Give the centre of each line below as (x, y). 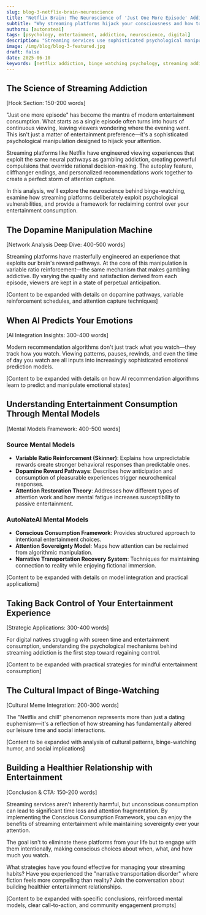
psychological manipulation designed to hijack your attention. (84, 141)
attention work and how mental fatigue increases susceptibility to (97, 497)
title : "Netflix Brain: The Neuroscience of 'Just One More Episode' (97, 18)
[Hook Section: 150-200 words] (46, 103)
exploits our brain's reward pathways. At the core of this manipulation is (97, 263)
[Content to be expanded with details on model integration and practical (97, 577)
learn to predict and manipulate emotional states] (68, 385)
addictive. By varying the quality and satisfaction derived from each (92, 276)
